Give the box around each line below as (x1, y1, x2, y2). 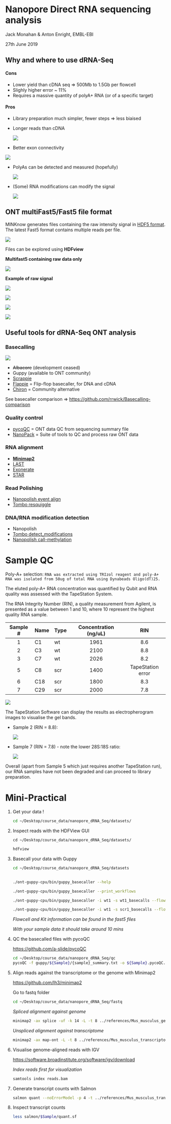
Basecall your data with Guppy (12, 856, 77, 862)
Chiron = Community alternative (12, 386, 80, 393)
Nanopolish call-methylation (12, 536, 72, 543)
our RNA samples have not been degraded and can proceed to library (5, 769, 151, 775)
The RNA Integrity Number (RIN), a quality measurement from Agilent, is (5, 601, 156, 607)
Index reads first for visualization (12, 1066, 82, 1073)
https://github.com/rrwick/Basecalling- (69, 396, 151, 402)
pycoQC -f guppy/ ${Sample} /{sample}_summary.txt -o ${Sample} (12, 961, 148, 966)
